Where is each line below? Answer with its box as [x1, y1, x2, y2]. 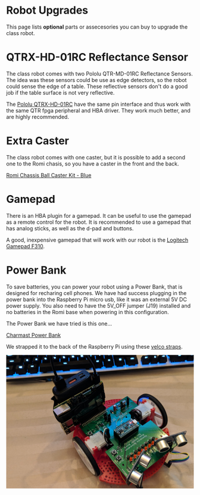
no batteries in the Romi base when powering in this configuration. [6, 308, 169, 315]
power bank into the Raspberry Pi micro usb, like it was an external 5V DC [6, 296, 187, 303]
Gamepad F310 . [6, 242, 45, 250]
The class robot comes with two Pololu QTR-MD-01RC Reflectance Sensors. [6, 70, 193, 77]
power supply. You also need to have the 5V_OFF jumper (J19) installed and [6, 302, 191, 309]
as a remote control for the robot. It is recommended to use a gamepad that [6, 218, 192, 225]
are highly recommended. [6, 113, 70, 120]
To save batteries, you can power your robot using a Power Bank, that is [6, 283, 183, 290]
